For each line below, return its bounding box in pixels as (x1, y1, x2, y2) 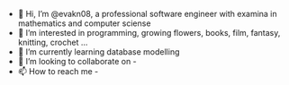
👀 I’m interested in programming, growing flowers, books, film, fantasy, (17, 28, 281, 38)
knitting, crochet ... (17, 37, 88, 47)
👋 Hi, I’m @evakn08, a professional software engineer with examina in (17, 9, 277, 19)
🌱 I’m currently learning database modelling (17, 47, 180, 57)
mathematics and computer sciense (17, 18, 151, 29)
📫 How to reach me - (17, 66, 99, 76)
